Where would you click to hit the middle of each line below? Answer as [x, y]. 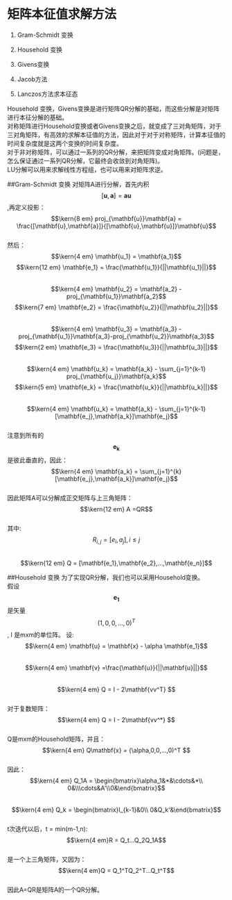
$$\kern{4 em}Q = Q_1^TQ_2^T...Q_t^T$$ [116, 870]
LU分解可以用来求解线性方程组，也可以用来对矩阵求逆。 [87, 169]
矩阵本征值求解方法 [62, 14]
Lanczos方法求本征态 [47, 94]
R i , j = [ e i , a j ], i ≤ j [116, 540]
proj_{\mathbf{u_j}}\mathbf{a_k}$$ [116, 376]
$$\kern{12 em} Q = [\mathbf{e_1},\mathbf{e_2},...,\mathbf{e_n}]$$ [116, 563]
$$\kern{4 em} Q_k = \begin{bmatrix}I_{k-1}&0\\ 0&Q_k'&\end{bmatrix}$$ [116, 810]
